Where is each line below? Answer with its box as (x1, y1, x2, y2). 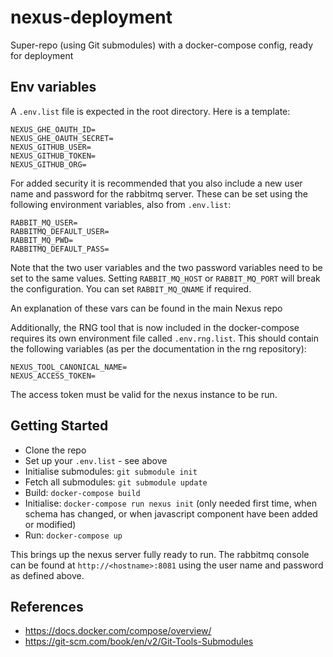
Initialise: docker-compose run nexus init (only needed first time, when (24, 497, 317, 509)
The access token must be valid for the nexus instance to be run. (10, 388, 278, 400)
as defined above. (10, 569, 85, 581)
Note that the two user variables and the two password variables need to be (10, 261, 323, 273)
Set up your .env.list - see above (24, 454, 168, 466)
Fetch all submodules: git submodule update (24, 476, 208, 488)
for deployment (10, 49, 74, 61)
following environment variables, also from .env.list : (10, 198, 232, 210)
